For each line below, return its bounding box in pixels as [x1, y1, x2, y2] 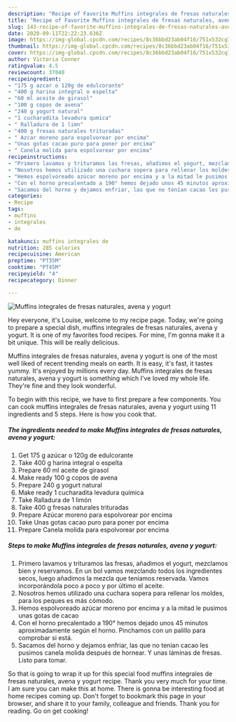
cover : [8, 50, 27, 57]
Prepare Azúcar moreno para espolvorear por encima [18, 511, 173, 519]
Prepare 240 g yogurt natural [18, 480, 102, 489]
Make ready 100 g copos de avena [18, 473, 118, 482]
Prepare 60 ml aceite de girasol [18, 466, 109, 474]
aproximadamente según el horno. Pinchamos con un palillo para [18, 626, 206, 634]
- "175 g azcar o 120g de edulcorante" [8, 82, 125, 89]
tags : [8, 206, 24, 213]
